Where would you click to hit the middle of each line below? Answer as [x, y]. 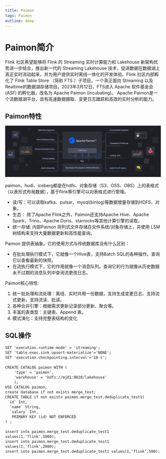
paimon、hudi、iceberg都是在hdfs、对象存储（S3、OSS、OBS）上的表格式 [82, 186]
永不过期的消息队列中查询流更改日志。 [51, 273]
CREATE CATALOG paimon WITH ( [36, 368]
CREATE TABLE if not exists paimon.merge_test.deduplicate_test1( [75, 397]
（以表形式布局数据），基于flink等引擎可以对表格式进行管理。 [67, 192]
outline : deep [20, 21]
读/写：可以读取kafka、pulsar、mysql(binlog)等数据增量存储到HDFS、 [84, 202]
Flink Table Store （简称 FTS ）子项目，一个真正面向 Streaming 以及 [84, 81]
